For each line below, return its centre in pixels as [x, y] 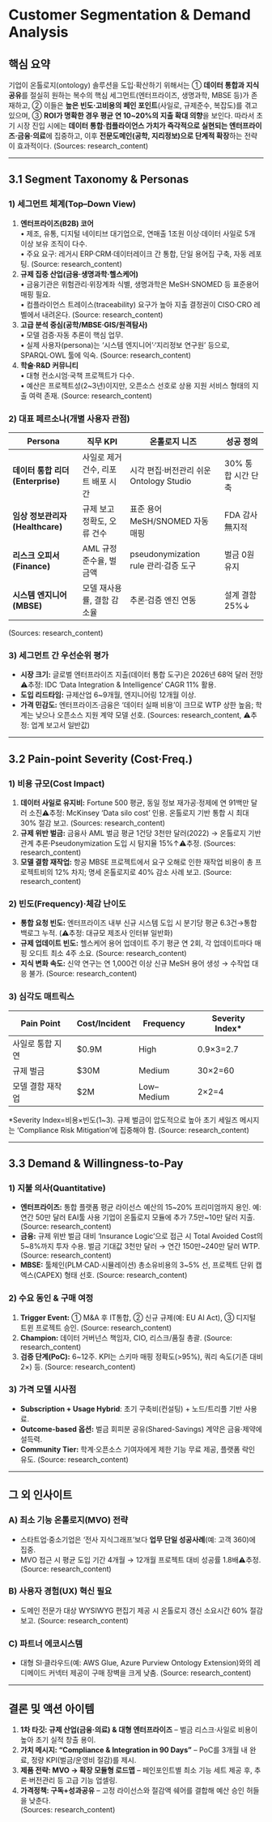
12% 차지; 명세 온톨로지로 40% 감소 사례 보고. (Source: [144, 872]
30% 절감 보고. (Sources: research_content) [93, 823]
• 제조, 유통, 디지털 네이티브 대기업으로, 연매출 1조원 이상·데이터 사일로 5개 [138, 234]
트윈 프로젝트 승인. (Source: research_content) [96, 1327]
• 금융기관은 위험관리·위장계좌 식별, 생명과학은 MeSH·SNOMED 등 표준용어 [139, 284]
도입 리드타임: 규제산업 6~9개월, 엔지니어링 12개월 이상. [108, 695]
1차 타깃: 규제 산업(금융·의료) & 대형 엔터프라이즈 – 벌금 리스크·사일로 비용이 [139, 1730]
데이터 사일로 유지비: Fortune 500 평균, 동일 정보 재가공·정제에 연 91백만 [134, 802]
